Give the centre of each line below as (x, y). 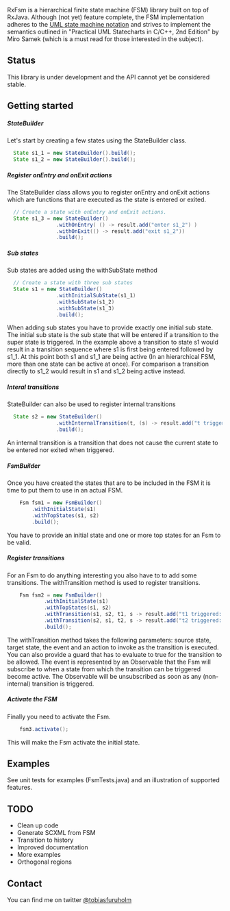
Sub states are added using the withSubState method (82, 271)
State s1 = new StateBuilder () (58, 289)
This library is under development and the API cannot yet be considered (108, 77)
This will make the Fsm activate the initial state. (74, 742)
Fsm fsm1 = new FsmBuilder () (61, 503)
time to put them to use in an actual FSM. (65, 490)
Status (22, 61)
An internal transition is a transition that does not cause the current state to (113, 443)
